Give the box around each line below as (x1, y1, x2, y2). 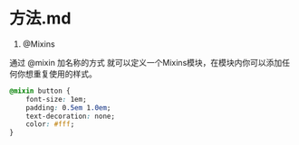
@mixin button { (9, 86, 71, 95)
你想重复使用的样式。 (16, 68, 97, 79)
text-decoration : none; (25, 112, 116, 121)
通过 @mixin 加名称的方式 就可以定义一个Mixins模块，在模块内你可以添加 (9, 57, 283, 68)
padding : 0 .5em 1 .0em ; (25, 103, 111, 113)
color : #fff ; (25, 120, 75, 129)
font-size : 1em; (25, 95, 88, 104)
